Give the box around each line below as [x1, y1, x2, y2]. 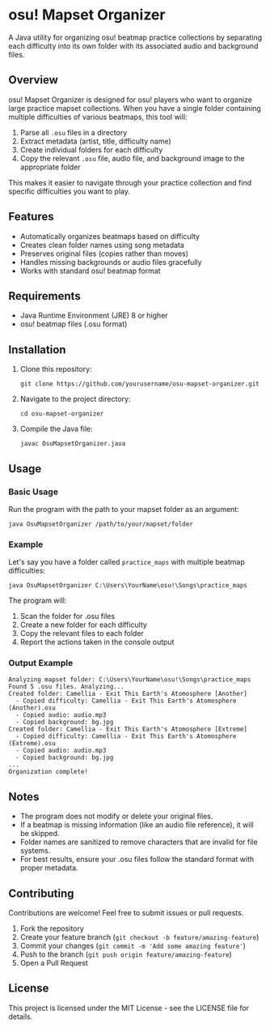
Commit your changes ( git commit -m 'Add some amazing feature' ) [19, 941, 247, 951]
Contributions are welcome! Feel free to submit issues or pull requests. [8, 908, 244, 918]
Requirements [8, 289, 81, 303]
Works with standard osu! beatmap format [19, 266, 161, 275]
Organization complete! [8, 768, 89, 776]
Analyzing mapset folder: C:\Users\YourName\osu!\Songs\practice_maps [8, 676, 251, 684]
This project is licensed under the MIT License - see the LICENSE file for [8, 1003, 249, 1013]
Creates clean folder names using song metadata [19, 240, 184, 250]
